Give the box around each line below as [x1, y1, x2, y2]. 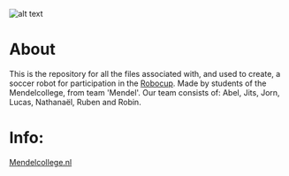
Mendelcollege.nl [9, 157, 72, 167]
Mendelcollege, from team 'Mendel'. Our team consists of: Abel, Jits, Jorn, [9, 87, 280, 97]
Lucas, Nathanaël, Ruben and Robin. [9, 96, 141, 107]
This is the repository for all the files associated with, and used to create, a [9, 68, 281, 79]
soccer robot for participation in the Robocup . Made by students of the [9, 78, 267, 88]
